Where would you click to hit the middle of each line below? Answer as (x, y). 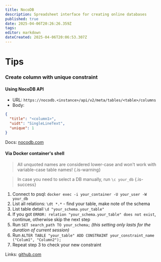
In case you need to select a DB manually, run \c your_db (75, 179)
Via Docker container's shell (35, 153)
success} (27, 184)
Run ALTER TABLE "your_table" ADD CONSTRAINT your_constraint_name (83, 235)
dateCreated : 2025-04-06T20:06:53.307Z (46, 38)
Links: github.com (23, 254)
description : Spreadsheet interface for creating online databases (76, 14)
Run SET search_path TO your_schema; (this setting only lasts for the (81, 224)
